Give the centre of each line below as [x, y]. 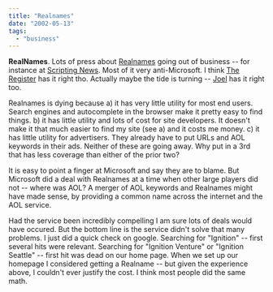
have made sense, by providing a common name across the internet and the [136, 196]
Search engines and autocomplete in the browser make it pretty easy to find [136, 112]
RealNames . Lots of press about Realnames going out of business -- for [129, 62]
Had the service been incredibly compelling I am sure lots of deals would [130, 221]
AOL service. [30, 205]
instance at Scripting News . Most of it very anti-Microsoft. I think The [124, 71]
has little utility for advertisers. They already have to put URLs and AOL [127, 138]
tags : [17, 31]
